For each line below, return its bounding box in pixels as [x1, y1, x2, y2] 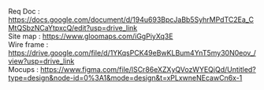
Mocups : [8, 65, 39, 74]
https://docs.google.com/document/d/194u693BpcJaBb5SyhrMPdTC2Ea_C [8, 15, 255, 24]
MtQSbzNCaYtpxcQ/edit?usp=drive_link [8, 23, 138, 32]
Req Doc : [8, 7, 40, 16]
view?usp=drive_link [8, 56, 75, 66]
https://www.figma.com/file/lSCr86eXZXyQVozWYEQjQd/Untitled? [40, 65, 256, 74]
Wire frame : [8, 40, 49, 49]
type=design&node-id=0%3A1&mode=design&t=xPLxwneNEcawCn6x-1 [8, 74, 243, 82]
